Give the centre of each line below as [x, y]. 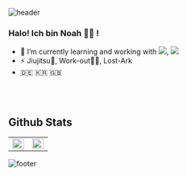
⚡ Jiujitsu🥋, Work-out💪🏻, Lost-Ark [76, 61]
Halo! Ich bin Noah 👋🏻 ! [54, 33]
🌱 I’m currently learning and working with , [94, 51]
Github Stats [40, 122]
